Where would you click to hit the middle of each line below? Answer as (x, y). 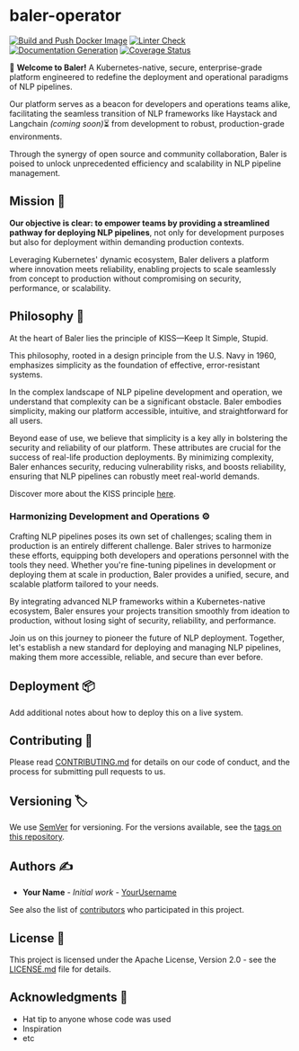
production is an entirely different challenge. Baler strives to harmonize (141, 545)
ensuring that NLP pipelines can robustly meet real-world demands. (135, 476)
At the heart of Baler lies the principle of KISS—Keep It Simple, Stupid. (139, 338)
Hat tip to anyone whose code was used (97, 1019)
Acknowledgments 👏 (69, 998)
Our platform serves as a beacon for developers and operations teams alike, (150, 103)
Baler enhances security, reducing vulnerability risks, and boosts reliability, (148, 466)
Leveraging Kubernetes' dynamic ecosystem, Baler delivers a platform (139, 259)
